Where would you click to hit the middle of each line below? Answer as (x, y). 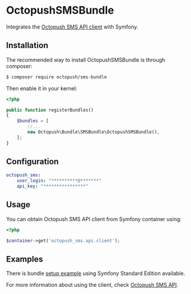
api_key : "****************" (53, 186)
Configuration (33, 162)
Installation (27, 45)
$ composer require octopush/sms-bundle (57, 77)
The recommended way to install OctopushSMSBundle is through (86, 59)
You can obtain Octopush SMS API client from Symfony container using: (94, 219)
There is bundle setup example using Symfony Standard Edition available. (96, 273)
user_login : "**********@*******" (59, 181)
